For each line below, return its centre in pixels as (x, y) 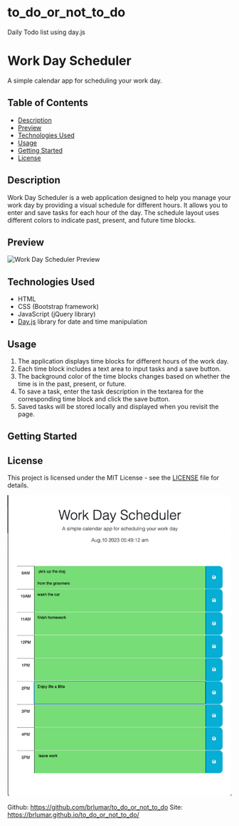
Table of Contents (48, 103)
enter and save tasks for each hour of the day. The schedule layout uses (113, 212)
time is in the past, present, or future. (72, 383)
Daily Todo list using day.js (46, 32)
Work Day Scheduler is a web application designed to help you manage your (119, 197)
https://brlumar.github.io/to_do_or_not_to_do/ (74, 815)
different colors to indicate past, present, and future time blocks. (102, 220)
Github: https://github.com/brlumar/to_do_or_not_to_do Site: (95, 807)
